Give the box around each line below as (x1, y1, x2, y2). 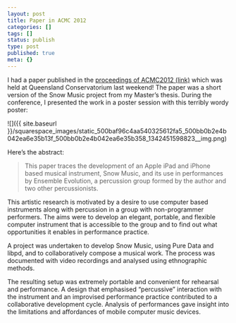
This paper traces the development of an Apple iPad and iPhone (24, 161, 211, 170)
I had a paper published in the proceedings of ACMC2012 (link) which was (7, 75, 223, 84)
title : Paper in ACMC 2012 (7, 17, 87, 24)
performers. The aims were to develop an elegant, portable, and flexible (7, 212, 216, 221)
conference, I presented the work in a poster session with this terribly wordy (7, 98, 229, 106)
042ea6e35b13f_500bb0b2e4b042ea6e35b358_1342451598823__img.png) (7, 134, 228, 142)
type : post (7, 43, 39, 50)
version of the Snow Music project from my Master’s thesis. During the (7, 90, 213, 99)
